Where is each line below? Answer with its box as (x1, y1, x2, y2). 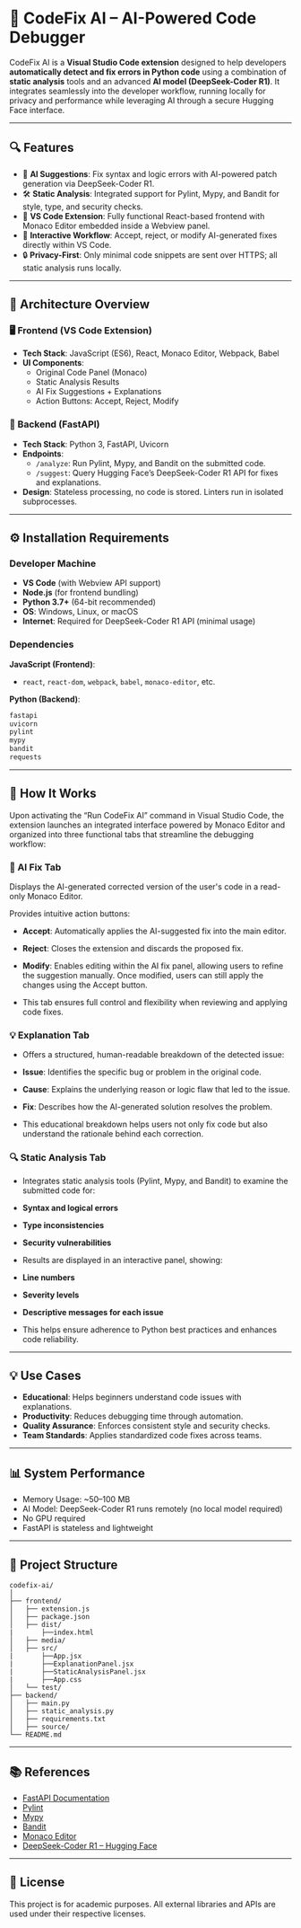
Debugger (9, 27, 86, 48)
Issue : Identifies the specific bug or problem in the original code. (21, 1066, 262, 1077)
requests (9, 753, 42, 762)
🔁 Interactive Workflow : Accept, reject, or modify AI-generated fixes (21, 229, 278, 241)
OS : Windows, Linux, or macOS (21, 606, 139, 617)
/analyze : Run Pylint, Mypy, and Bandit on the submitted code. (35, 457, 266, 468)
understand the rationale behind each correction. (21, 1128, 204, 1139)
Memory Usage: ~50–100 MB (21, 1494, 131, 1505)
